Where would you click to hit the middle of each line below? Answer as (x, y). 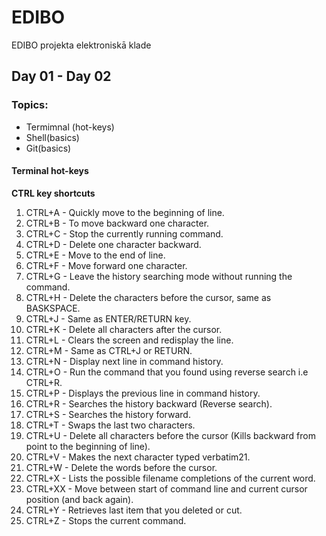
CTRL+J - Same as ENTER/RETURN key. (108, 318)
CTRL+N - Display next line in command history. (124, 361)
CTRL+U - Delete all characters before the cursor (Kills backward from (170, 435)
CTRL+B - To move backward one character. (117, 223)
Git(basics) (48, 148)
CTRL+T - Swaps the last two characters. (110, 425)
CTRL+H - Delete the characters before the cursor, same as (148, 297)
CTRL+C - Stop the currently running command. (124, 233)
